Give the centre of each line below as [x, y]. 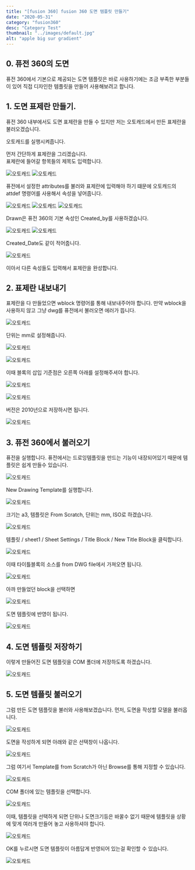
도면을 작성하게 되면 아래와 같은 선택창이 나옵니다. [63, 742]
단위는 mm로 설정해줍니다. [36, 335]
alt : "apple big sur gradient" [44, 39]
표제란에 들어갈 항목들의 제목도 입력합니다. [54, 161]
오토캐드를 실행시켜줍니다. [36, 141]
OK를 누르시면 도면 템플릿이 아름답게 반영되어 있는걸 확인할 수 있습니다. [87, 848]
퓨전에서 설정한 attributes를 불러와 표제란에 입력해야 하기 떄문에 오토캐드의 [91, 186]
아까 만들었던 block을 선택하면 [41, 589]
